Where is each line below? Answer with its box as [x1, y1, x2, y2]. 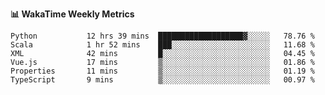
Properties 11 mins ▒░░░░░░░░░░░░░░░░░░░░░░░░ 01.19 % [10, 66, 315, 76]
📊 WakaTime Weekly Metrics [10, 8, 135, 20]
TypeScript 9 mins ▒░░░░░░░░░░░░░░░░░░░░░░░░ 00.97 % [10, 75, 315, 85]
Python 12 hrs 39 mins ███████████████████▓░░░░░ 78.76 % [10, 31, 315, 41]
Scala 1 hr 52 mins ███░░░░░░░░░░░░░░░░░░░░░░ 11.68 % [10, 40, 315, 50]
